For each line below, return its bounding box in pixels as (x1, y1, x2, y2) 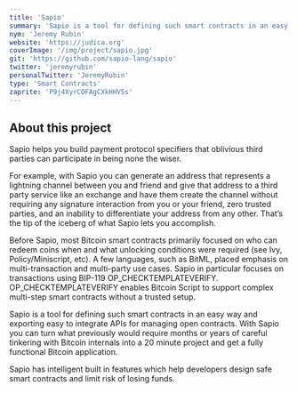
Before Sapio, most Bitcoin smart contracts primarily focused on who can (9, 235, 278, 245)
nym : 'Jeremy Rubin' (9, 29, 86, 38)
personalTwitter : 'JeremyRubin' (9, 71, 129, 80)
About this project (9, 120, 112, 135)
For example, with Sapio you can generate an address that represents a (9, 171, 271, 181)
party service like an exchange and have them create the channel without (9, 189, 278, 200)
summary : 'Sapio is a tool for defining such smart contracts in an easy (9, 21, 289, 30)
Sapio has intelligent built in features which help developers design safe (9, 364, 273, 374)
